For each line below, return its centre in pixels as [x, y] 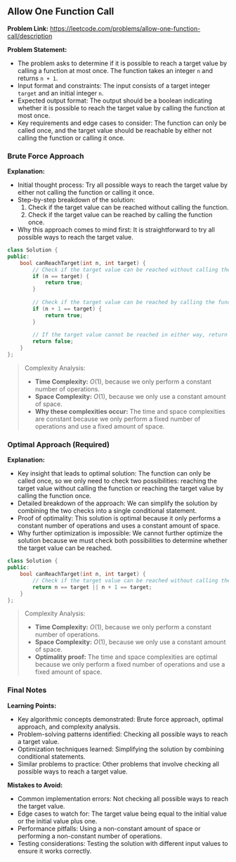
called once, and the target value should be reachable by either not [114, 130]
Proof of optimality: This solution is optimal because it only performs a [119, 518]
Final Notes [27, 690]
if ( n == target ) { [61, 276]
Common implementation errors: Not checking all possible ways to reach [123, 798]
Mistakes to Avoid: [35, 785]
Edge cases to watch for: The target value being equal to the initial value [122, 814]
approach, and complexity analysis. [69, 726]
